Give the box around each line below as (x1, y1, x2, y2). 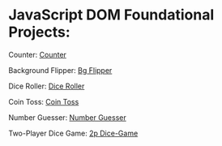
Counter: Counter (8, 49, 67, 59)
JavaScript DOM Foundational (8, 6, 215, 24)
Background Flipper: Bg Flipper (8, 65, 113, 75)
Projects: (8, 23, 70, 41)
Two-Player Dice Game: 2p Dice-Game (8, 128, 139, 138)
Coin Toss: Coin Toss (8, 97, 79, 106)
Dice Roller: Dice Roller (8, 81, 85, 91)
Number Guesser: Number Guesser (8, 112, 127, 122)
